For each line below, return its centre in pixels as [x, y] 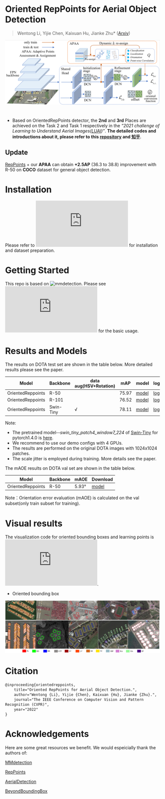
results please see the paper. [34, 370]
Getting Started [37, 270]
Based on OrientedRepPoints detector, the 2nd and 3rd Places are [79, 120]
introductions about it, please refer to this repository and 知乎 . [77, 137]
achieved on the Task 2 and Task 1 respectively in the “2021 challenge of [86, 125]
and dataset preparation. [30, 250]
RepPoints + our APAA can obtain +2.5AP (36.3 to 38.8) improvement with [81, 164]
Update [17, 153]
